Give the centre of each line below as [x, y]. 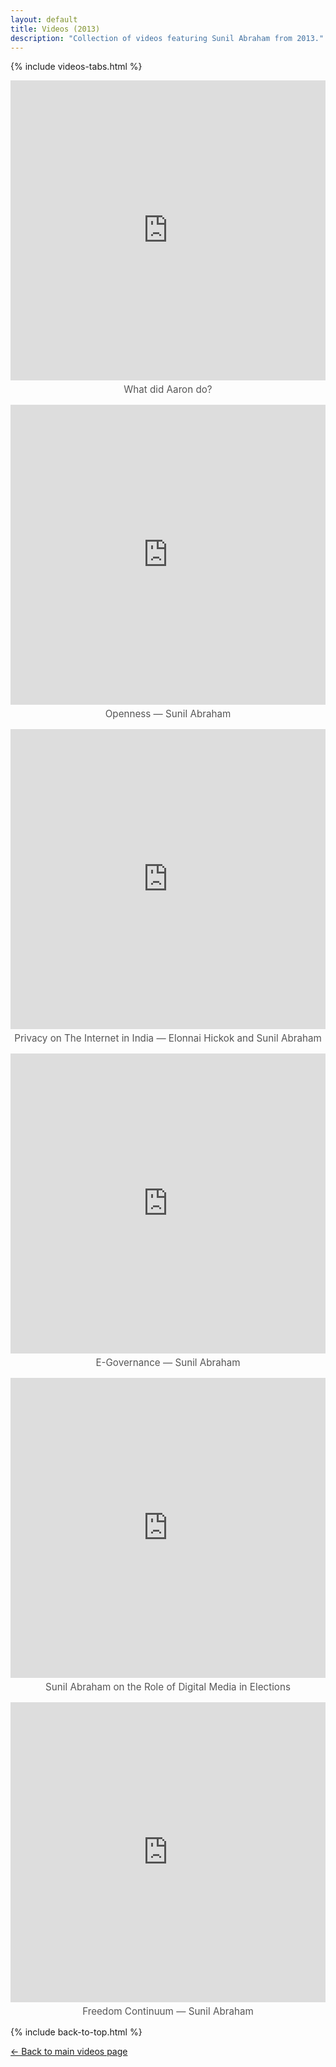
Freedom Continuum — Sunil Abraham [168, 2011]
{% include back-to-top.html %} [76, 2032]
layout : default [44, 19]
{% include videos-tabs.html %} [76, 67]
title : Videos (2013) [55, 29]
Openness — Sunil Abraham [168, 714]
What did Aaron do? [168, 389]
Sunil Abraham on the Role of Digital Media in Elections [168, 1687]
